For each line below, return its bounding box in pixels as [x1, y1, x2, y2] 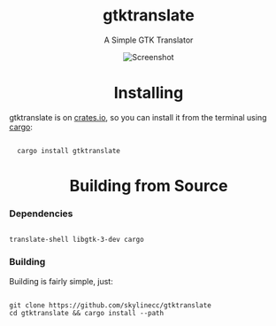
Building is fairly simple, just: [9, 276, 113, 286]
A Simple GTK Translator [103, 35, 194, 45]
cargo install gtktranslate [17, 146, 121, 155]
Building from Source [69, 176, 228, 196]
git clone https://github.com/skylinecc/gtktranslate [9, 300, 212, 310]
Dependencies [9, 207, 73, 220]
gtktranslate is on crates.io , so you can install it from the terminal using [9, 112, 267, 122]
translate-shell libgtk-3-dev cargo [9, 236, 144, 244]
